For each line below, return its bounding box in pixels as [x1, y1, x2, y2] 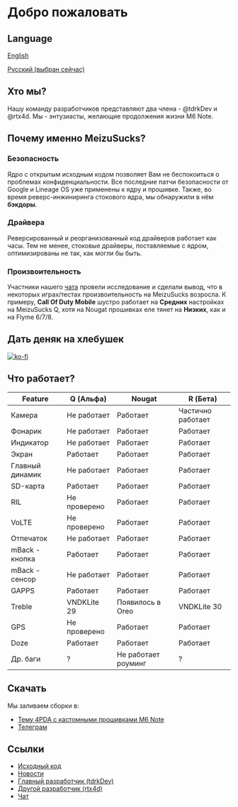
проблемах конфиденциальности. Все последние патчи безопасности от [7, 177, 229, 186]
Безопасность [7, 154, 59, 164]
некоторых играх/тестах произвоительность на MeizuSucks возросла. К [7, 290, 227, 299]
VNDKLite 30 [178, 601, 222, 611]
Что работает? [7, 373, 76, 385]
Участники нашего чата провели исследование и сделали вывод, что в [7, 283, 223, 291]
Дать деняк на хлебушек [7, 333, 124, 345]
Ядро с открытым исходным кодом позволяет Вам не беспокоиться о [7, 169, 220, 178]
